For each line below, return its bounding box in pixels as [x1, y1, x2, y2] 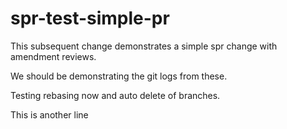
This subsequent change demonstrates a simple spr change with [10, 40, 278, 52]
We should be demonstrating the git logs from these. [10, 70, 228, 82]
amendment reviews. [10, 50, 97, 62]
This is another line [10, 108, 89, 121]
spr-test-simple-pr [10, 7, 170, 30]
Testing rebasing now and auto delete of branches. [10, 89, 221, 101]
